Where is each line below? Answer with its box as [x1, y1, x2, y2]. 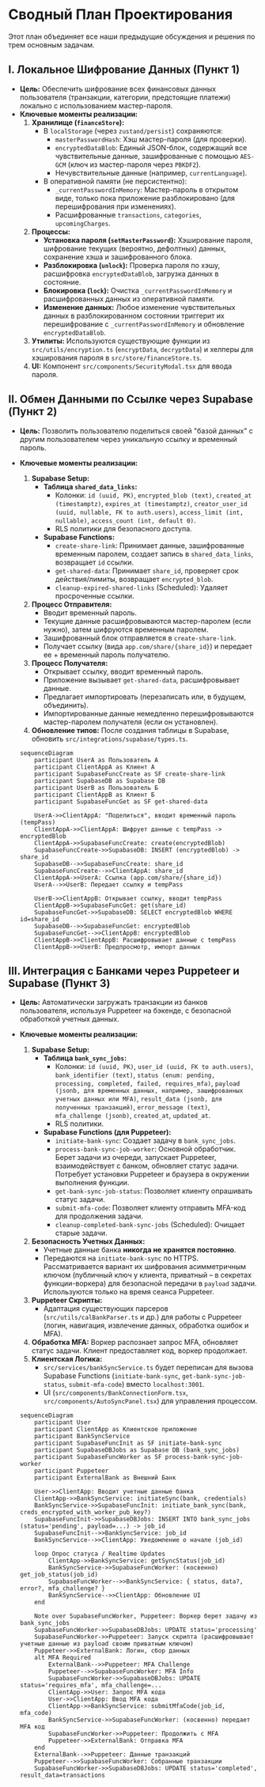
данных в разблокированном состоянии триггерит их [43, 311, 225, 320]
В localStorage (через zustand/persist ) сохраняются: [43, 126, 223, 135]
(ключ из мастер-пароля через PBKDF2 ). [67, 160, 202, 169]
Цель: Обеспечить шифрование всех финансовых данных [19, 84, 216, 93]
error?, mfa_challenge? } [19, 1585, 105, 1592]
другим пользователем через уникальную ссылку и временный [19, 434, 237, 444]
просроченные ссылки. [55, 591, 134, 600]
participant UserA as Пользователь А [34, 756, 158, 764]
